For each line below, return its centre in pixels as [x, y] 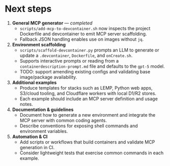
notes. [26, 104]
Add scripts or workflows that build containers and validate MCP [87, 142]
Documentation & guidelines [43, 109]
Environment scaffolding [39, 44]
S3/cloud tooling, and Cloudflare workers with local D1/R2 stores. [88, 93]
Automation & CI [30, 136]
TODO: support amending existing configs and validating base [85, 71]
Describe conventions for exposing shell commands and [79, 126]
